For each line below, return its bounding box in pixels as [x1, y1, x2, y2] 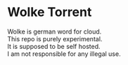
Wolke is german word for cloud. [7, 27, 102, 36]
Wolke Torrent [7, 4, 92, 20]
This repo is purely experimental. [7, 34, 103, 43]
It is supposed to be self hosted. [7, 42, 101, 50]
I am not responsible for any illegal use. [7, 50, 121, 58]
